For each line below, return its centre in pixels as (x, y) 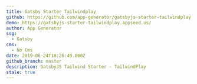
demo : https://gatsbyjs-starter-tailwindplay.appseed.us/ (79, 22)
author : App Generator (34, 28)
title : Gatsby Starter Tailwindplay (51, 12)
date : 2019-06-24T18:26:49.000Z (46, 56)
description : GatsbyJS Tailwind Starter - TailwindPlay (76, 67)
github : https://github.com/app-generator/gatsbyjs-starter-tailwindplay (99, 17)
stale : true (21, 72)
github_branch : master (34, 61)
